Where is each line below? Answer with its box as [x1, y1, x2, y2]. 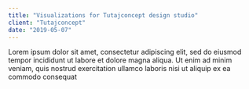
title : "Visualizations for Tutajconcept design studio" [8, 11, 199, 20]
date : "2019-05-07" [8, 26, 72, 34]
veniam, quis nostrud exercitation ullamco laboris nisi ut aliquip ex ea [8, 64, 231, 73]
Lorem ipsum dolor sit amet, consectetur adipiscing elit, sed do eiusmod [8, 48, 242, 57]
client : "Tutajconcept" [8, 19, 86, 27]
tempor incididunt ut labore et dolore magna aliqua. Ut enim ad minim [8, 55, 233, 65]
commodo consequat [8, 72, 77, 82]
